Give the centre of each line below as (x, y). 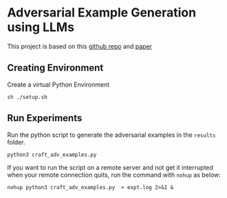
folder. (16, 142)
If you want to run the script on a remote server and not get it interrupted (110, 167)
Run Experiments (45, 118)
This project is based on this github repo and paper (80, 46)
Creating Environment (55, 68)
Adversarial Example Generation (102, 13)
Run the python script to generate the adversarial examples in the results (111, 135)
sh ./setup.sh (28, 97)
